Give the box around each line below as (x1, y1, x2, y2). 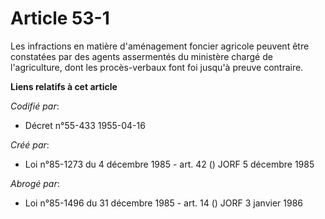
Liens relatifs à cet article (10, 80, 118, 92)
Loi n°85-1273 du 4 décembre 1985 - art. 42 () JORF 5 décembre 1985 (24, 158, 315, 170)
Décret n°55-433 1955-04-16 (24, 119, 146, 131)
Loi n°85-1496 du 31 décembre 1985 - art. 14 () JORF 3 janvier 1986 (24, 197, 304, 209)
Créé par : (10, 138, 50, 151)
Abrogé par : (10, 177, 60, 189)
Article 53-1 (10, 7, 110, 30)
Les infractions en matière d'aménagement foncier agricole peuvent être (10, 40, 310, 52)
